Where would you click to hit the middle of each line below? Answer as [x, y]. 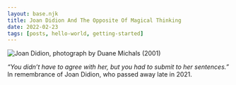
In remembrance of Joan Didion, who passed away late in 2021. [100, 74]
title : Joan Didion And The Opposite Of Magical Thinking [94, 20]
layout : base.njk [33, 14]
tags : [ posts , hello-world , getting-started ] [75, 33]
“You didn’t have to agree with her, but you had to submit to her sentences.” [118, 67]
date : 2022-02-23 [33, 27]
